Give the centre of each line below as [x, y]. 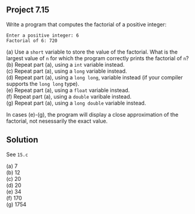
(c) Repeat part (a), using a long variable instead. [67, 71]
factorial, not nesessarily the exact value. [57, 121]
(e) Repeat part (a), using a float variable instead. [68, 90]
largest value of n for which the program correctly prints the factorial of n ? [97, 58]
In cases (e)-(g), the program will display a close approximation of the [92, 114]
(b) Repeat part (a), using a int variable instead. [65, 64]
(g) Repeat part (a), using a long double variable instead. [76, 103]
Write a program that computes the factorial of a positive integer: [86, 24]
